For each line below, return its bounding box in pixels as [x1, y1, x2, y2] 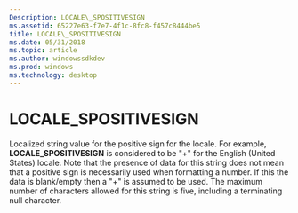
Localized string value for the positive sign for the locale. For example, [9, 138, 267, 149]
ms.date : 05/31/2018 [9, 37, 86, 47]
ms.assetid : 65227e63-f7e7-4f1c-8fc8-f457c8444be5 [9, 21, 201, 30]
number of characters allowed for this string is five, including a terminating [9, 185, 283, 196]
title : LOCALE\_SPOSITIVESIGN [9, 29, 122, 38]
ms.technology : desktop [9, 71, 98, 80]
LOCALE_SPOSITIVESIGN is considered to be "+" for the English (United [9, 147, 276, 158]
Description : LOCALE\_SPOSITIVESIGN [9, 12, 145, 22]
